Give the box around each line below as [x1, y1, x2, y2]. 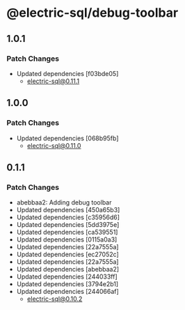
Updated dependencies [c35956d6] [16, 213, 120, 221]
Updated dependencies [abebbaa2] [16, 265, 120, 274]
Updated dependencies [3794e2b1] [16, 280, 119, 288]
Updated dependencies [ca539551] [16, 228, 118, 237]
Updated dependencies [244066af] [16, 288, 119, 296]
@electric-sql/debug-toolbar [6, 5, 179, 21]
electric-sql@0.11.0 [26, 141, 81, 149]
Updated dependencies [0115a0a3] [16, 235, 118, 244]
